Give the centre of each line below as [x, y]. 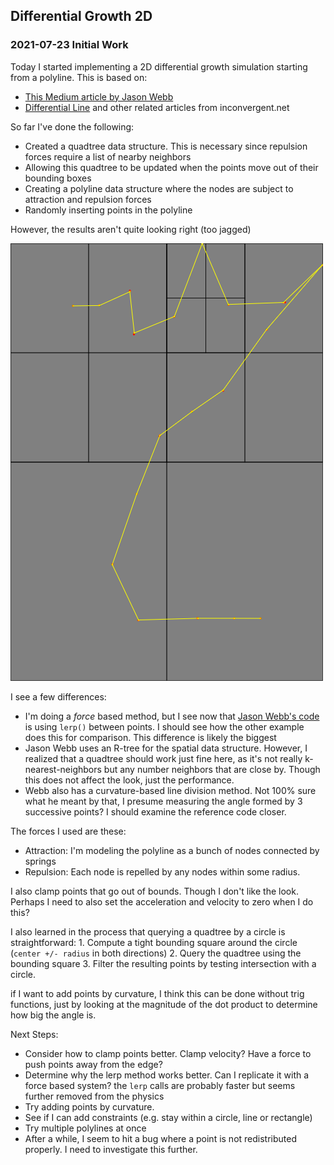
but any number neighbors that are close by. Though [212, 769]
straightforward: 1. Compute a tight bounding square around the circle [154, 942]
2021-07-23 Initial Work [69, 45]
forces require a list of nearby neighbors [108, 156]
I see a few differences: [58, 696]
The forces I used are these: [68, 831]
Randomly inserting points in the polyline [108, 210]
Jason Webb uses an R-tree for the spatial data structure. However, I [166, 748]
